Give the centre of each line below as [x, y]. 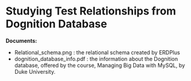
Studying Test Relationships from [91, 11]
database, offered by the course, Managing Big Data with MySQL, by [99, 65]
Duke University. [35, 71]
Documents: [21, 40]
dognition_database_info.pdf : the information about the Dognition [96, 59]
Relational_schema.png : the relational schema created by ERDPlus [97, 52]
